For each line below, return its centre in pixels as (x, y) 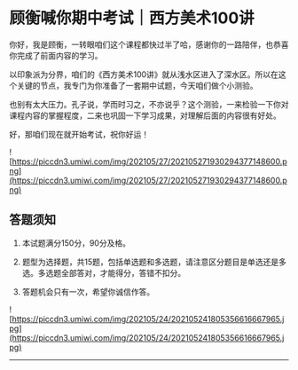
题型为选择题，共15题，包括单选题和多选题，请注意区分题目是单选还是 (150, 262)
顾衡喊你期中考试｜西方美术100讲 (132, 18)
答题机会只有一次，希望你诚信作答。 (88, 291)
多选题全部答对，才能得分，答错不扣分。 (112, 272)
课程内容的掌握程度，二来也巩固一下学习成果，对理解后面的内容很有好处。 (145, 115)
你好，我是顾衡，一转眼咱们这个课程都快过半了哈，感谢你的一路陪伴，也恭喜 (149, 44)
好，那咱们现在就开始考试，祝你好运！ (79, 134)
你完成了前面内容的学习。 (56, 55)
